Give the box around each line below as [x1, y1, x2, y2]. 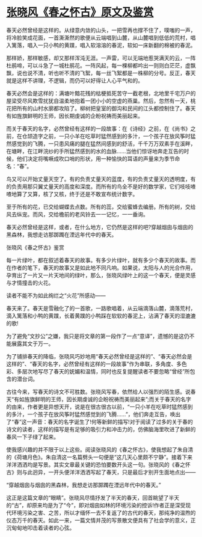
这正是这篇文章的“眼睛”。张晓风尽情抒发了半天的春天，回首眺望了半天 [6, 494, 180, 501]
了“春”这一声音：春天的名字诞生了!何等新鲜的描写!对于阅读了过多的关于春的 [6, 418, 194, 425]
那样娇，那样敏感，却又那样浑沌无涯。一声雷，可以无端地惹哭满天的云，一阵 [6, 54, 196, 61]
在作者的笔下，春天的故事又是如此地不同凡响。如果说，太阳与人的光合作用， [6, 264, 196, 271]
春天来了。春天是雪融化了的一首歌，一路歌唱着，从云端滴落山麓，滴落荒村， [6, 304, 196, 311]
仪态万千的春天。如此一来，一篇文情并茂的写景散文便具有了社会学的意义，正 [6, 517, 196, 524]
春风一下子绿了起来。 [6, 433, 59, 440]
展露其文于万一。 [11, 340, 54, 347]
